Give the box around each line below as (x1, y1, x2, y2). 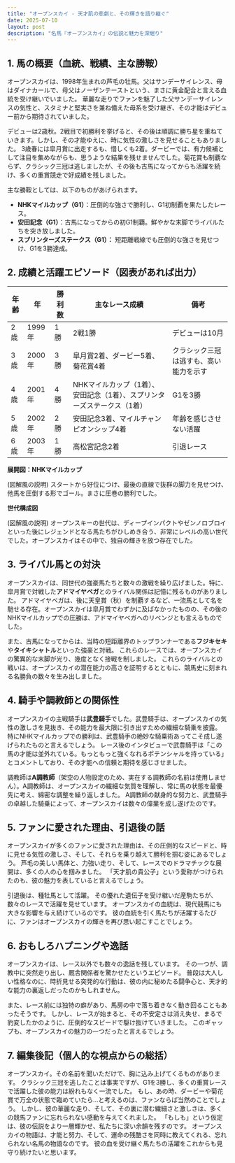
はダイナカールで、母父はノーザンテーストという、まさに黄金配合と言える (7, 86, 221, 94)
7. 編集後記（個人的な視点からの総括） (7, 1050, 173, 1062)
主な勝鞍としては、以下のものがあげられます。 (7, 186, 141, 194)
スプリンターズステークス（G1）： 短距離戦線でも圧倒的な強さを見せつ (17, 236, 220, 244)
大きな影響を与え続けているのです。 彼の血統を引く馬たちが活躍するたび (7, 908, 217, 917)
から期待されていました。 (19, 113, 93, 121)
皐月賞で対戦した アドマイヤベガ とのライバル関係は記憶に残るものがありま (7, 587, 222, 595)
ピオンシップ (72, 424, 115, 434)
